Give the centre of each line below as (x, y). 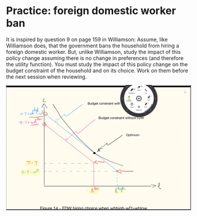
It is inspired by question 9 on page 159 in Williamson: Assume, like (87, 39)
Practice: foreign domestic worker (91, 11)
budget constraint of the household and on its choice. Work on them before (97, 70)
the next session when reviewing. (46, 77)
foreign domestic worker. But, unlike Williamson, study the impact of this (94, 52)
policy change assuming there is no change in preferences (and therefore (95, 58)
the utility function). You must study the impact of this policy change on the (97, 64)
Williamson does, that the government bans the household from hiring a (93, 46)
